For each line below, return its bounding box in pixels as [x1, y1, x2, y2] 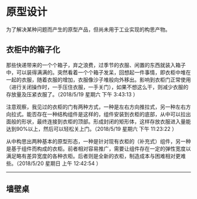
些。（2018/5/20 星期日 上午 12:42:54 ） [6, 160, 101, 167]
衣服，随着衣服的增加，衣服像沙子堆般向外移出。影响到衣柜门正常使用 [21, 76, 191, 83]
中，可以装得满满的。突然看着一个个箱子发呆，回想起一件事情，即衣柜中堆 [6, 69, 186, 76]
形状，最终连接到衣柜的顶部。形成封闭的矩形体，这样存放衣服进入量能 [21, 118, 191, 125]
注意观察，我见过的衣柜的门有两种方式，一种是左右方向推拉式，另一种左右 [6, 103, 186, 110]
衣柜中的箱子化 [6, 45, 60, 55]
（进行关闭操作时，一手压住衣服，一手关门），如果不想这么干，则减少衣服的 [6, 83, 189, 90]
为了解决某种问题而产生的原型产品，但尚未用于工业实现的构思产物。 [6, 26, 171, 33]
